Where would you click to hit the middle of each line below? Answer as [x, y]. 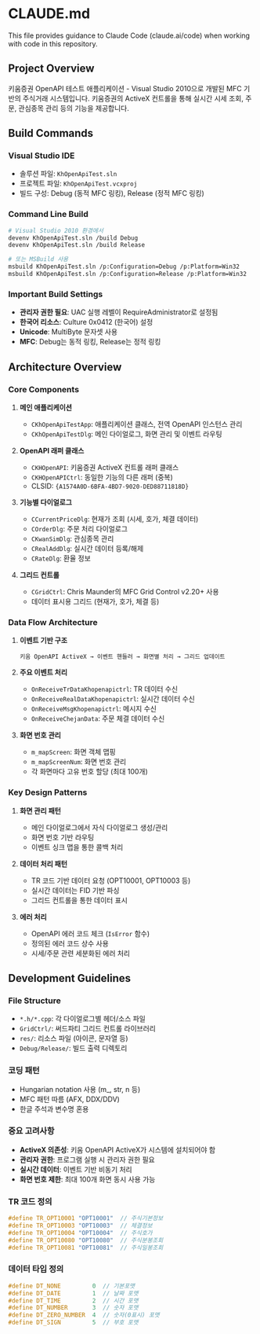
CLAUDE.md [49, 14]
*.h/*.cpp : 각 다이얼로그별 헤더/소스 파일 [83, 1019]
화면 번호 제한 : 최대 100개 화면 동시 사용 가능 [87, 1179]
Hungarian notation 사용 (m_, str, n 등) [80, 1089]
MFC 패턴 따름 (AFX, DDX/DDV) [69, 1099]
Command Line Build [48, 215]
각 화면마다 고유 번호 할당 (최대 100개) [90, 772]
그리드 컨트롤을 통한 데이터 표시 [79, 900]
